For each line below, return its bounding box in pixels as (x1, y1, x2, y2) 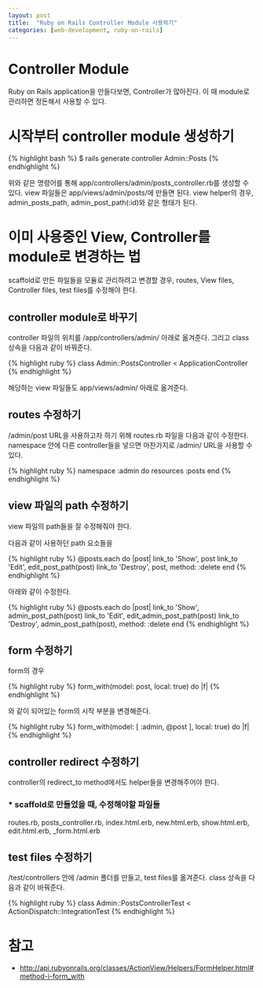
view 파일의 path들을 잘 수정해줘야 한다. (8, 521, 132, 531)
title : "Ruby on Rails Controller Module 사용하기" (8, 19, 178, 27)
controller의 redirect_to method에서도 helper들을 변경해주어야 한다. (8, 777, 220, 787)
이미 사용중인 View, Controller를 (8, 229, 210, 246)
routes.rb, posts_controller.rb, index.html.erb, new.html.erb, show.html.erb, (8, 817, 250, 827)
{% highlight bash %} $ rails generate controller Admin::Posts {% (8, 154, 219, 163)
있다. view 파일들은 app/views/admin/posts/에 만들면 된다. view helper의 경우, (8, 188, 254, 197)
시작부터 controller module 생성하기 (8, 127, 235, 145)
